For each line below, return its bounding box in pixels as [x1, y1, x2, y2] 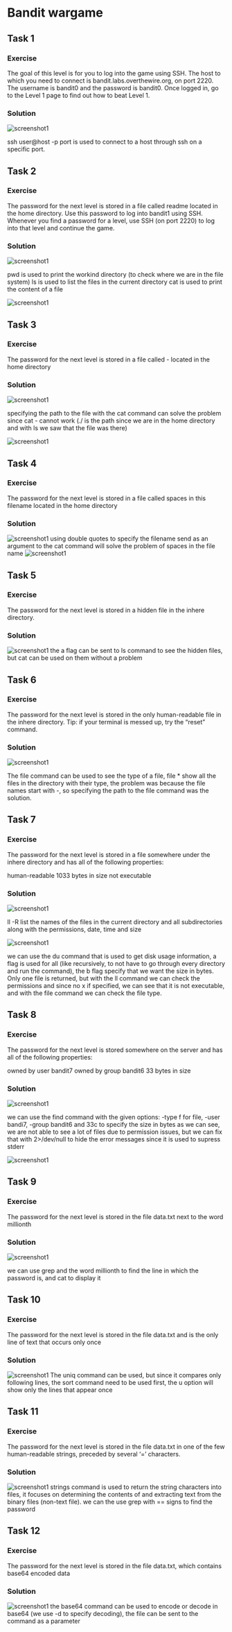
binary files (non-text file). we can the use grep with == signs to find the [7, 1497, 213, 1506]
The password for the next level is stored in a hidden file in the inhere [7, 606, 205, 614]
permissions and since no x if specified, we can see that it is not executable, [7, 982, 225, 990]
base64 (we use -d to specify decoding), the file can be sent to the [7, 1610, 199, 1617]
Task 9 [7, 1176, 37, 1188]
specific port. [7, 145, 46, 153]
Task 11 [7, 1406, 39, 1418]
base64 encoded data [7, 1569, 71, 1577]
